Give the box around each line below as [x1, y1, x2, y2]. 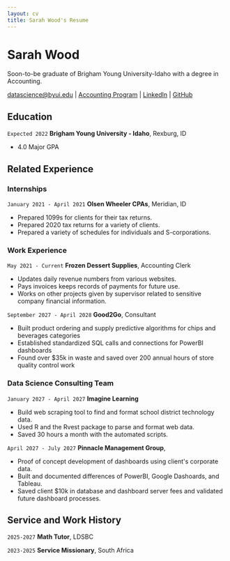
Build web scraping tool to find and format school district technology [17, 408, 215, 416]
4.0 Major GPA [17, 143, 59, 151]
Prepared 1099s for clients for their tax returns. [17, 213, 153, 222]
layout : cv [7, 10, 39, 17]
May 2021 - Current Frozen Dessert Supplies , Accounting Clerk [7, 261, 192, 270]
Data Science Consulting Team [7, 378, 114, 388]
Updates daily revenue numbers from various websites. [17, 275, 176, 283]
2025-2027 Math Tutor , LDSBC [7, 532, 94, 541]
